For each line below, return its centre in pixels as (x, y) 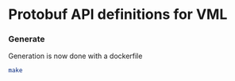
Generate (27, 39)
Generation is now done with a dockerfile (75, 56)
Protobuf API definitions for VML (118, 15)
